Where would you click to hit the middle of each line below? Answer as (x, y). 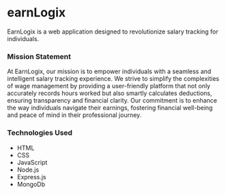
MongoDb (31, 184)
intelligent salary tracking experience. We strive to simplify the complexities (113, 79)
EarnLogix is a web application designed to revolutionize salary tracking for (113, 31)
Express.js (31, 177)
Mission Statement (39, 56)
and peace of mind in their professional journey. (74, 115)
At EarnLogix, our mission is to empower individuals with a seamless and (109, 71)
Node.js (28, 170)
